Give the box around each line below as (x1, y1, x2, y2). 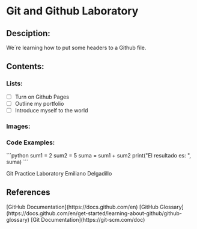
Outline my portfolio (14, 100, 64, 107)
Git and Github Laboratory (6, 4, 139, 18)
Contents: (6, 61, 44, 72)
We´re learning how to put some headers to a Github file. (6, 44, 147, 51)
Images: (6, 122, 31, 130)
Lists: (6, 79, 23, 88)
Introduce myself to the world (14, 106, 88, 114)
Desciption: (6, 28, 51, 38)
